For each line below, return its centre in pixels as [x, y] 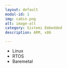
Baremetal [22, 61]
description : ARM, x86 [28, 33]
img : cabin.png [21, 19]
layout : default [22, 10]
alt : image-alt [21, 23]
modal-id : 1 [17, 14]
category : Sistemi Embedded [34, 28]
